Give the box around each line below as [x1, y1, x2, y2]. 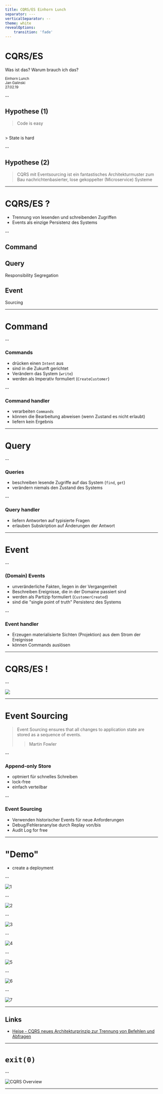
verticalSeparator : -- [5, 16, 51, 21]
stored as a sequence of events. [16, 731, 81, 737]
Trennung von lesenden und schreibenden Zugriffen [12, 214, 116, 220]
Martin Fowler [29, 741, 57, 747]
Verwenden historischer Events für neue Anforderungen [12, 817, 125, 822]
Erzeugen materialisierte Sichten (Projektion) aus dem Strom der [12, 632, 141, 638]
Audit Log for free [12, 827, 48, 833]
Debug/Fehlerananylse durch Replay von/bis [12, 822, 101, 828]
